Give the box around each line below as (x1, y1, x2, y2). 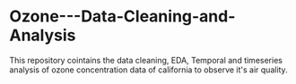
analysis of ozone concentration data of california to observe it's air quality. (9, 64, 289, 75)
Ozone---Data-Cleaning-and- (9, 6, 236, 27)
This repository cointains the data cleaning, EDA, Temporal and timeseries (9, 55, 283, 65)
